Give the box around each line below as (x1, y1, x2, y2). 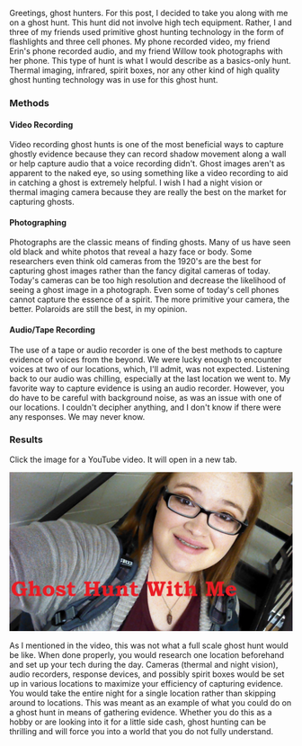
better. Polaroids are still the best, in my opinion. (9, 304, 188, 315)
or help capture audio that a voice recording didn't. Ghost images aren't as (9, 158, 286, 169)
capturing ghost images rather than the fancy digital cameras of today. (9, 265, 271, 277)
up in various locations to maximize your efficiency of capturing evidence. (9, 679, 283, 689)
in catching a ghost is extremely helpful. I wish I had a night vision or (9, 177, 263, 188)
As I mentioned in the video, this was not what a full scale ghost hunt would (9, 640, 289, 651)
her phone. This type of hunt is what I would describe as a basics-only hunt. (9, 56, 292, 66)
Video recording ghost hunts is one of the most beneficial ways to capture (9, 139, 284, 150)
